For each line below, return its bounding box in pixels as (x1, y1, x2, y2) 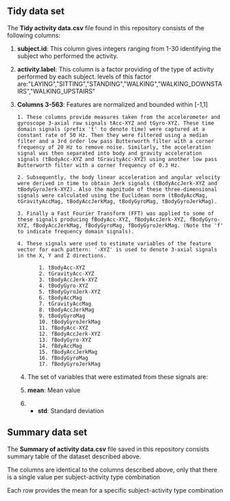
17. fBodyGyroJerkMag (38, 361, 101, 367)
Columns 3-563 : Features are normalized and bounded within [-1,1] (16, 100, 208, 109)
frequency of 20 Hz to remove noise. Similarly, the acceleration (16, 144, 211, 151)
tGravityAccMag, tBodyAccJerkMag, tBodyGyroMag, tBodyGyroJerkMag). (16, 198, 218, 205)
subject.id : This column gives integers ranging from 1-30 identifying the (16, 44, 222, 52)
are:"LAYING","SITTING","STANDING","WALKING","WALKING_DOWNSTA (16, 79, 222, 88)
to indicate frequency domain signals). (16, 228, 135, 235)
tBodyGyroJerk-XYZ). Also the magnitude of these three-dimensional (16, 186, 218, 193)
